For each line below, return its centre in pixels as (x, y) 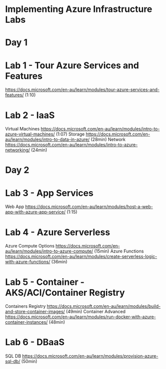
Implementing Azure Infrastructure (79, 9)
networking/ (18, 150)
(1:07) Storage (70, 134)
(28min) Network (108, 139)
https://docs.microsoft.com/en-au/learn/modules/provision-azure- (90, 356)
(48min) (57, 322)
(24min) (39, 150)
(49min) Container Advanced (96, 312)
